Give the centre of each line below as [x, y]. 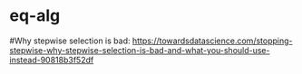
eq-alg [35, 16]
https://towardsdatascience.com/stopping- [212, 41]
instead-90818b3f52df [52, 60]
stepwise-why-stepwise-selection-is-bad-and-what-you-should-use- [140, 50]
